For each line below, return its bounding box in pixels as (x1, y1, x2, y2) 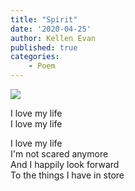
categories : (10, 52, 60, 62)
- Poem (28, 61, 56, 71)
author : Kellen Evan (10, 33, 97, 43)
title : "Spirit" (10, 14, 78, 25)
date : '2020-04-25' (10, 24, 92, 34)
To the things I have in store (10, 169, 125, 181)
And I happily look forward (10, 159, 120, 170)
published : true (10, 42, 78, 53)
